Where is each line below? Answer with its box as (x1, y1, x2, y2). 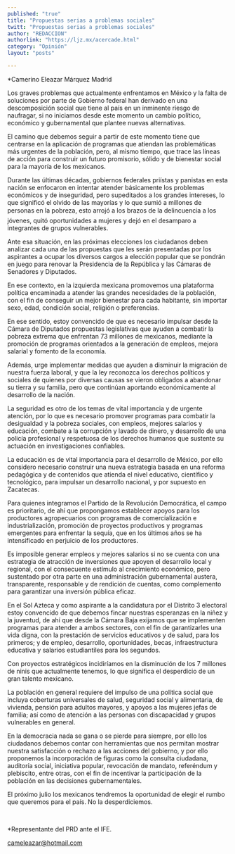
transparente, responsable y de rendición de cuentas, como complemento (7, 579, 222, 588)
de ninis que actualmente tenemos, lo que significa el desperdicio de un (7, 667, 215, 675)
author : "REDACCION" (7, 30, 68, 37)
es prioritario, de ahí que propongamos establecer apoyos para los (7, 506, 200, 515)
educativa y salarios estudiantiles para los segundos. (7, 646, 161, 654)
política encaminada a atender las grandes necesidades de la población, (7, 288, 216, 296)
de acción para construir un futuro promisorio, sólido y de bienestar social (7, 154, 222, 163)
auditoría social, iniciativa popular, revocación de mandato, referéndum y (7, 761, 217, 770)
